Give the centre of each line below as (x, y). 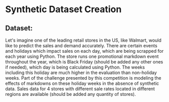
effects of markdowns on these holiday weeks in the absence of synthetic (82, 83)
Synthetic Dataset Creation (64, 9)
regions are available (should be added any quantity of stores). (71, 94)
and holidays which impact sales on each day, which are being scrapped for (85, 51)
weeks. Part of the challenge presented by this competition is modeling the (83, 78)
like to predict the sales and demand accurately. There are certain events (81, 46)
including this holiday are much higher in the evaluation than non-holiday (81, 73)
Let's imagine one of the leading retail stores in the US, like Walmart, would (83, 40)
